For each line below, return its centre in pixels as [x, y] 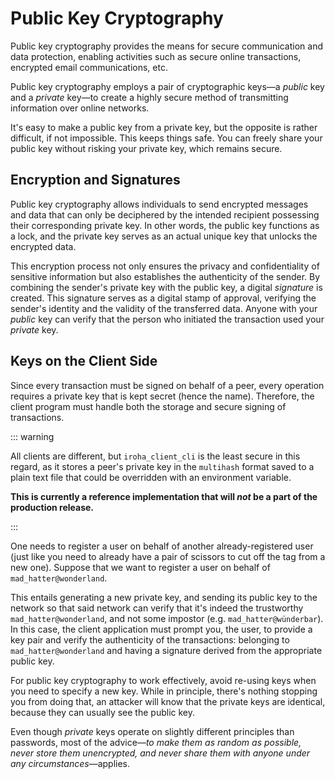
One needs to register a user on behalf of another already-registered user [162, 546]
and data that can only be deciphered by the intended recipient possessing [165, 214]
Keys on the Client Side [84, 361]
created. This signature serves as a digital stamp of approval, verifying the [163, 298]
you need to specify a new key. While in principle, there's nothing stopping [164, 691]
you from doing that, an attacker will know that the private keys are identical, [168, 701]
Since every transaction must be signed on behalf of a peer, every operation [167, 385]
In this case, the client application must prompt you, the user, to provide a [161, 629]
